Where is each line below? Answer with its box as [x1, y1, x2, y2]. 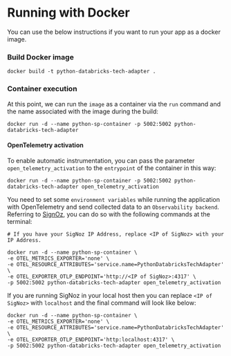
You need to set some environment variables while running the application [7, 195, 220, 203]
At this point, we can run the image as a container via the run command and [7, 100, 221, 108]
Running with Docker [7, 5, 130, 21]
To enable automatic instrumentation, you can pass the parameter [7, 156, 195, 165]
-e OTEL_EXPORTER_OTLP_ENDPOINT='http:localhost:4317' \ [7, 336, 175, 343]
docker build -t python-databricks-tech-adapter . [7, 68, 156, 75]
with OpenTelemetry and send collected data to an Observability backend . [7, 203, 219, 211]
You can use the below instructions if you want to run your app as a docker [7, 28, 221, 36]
